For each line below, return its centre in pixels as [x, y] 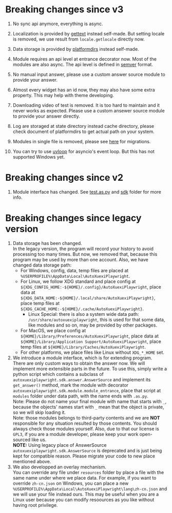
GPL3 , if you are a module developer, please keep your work [75, 434]
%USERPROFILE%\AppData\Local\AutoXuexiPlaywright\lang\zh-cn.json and [90, 488]
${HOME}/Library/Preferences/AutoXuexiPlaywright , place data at [90, 336]
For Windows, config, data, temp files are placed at [74, 270]
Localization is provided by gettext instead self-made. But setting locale [89, 33]
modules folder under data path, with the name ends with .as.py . [81, 396]
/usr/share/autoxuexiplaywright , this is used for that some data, [97, 319]
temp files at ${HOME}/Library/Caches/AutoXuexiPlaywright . [83, 347]
